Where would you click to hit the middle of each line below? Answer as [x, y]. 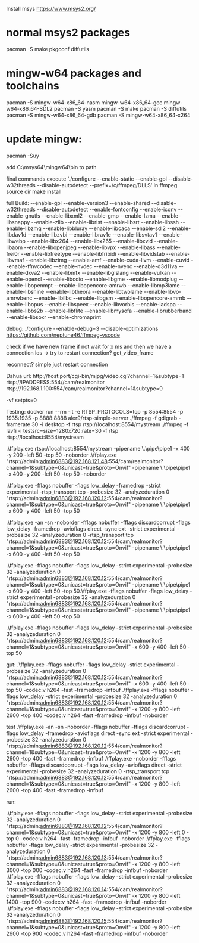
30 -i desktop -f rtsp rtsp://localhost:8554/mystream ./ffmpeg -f [110, 424]
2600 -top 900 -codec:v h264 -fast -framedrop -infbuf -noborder [87, 933]
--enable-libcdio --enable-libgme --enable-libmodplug [110, 279]
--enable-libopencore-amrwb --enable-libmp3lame [117, 285]
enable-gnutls [23, 215]
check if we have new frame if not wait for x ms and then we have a [89, 346]
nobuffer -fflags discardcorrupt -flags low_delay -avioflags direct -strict [94, 765]
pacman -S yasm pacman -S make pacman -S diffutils [121, 108]
